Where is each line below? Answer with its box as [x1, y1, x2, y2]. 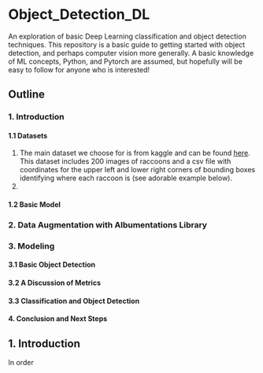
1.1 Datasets [8, 131, 48, 140]
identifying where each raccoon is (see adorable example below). [19, 173, 232, 183]
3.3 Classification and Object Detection [8, 296, 140, 305]
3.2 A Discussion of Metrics [8, 278, 101, 288]
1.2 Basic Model [8, 200, 61, 209]
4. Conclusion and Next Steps [8, 314, 108, 323]
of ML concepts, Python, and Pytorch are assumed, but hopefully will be [8, 57, 243, 66]
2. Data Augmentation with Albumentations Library [8, 219, 207, 230]
